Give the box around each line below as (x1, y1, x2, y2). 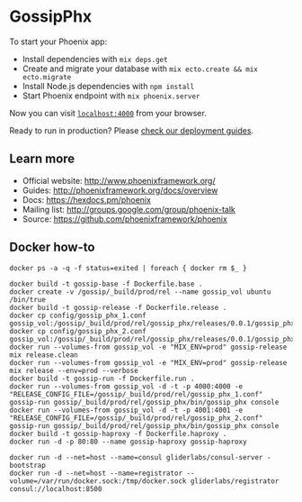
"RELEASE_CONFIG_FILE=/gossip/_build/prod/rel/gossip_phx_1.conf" (9, 389, 263, 398)
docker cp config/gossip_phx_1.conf (9, 311, 147, 320)
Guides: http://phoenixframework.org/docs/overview (22, 185, 218, 196)
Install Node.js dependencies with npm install (22, 80, 195, 91)
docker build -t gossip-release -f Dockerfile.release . (9, 303, 227, 312)
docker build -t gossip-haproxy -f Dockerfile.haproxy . (9, 429, 227, 438)
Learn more (9, 151, 75, 167)
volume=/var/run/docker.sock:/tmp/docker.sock (9, 476, 187, 486)
